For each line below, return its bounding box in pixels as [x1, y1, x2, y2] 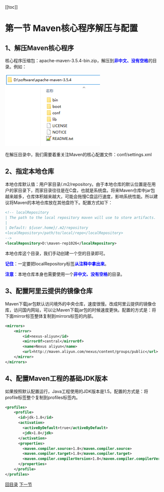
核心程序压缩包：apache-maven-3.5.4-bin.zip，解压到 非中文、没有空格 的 [5, 58, 153, 63]
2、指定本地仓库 [5, 167, 55, 176]
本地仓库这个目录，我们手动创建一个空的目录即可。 [5, 250, 108, 256]
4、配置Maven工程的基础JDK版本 [5, 375, 108, 383]
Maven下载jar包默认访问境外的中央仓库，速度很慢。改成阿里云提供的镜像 [5, 301, 152, 306]
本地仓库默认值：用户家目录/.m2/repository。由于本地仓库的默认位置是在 [5, 181, 152, 187]
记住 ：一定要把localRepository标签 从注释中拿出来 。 [5, 260, 109, 266]
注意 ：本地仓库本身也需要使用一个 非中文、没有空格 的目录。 [5, 271, 125, 277]
